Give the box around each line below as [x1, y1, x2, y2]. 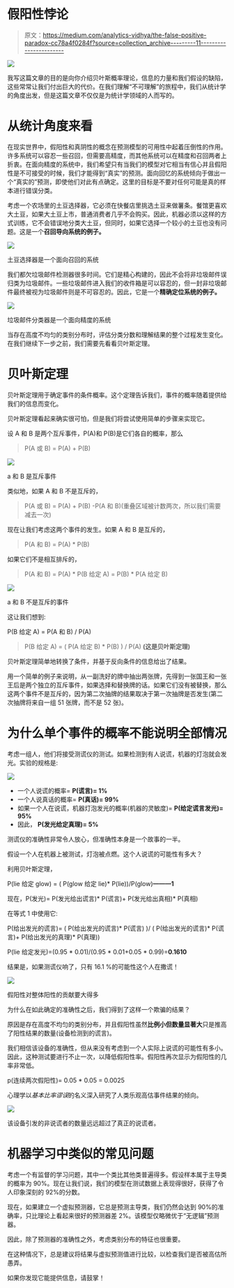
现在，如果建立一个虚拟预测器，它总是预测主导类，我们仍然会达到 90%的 [7, 1203, 218, 1211]
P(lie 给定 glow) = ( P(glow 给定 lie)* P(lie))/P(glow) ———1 [7, 879, 174, 888]
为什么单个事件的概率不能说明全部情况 [7, 725, 228, 741]
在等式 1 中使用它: [7, 909, 58, 918]
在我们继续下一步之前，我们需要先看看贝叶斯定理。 [7, 339, 154, 347]
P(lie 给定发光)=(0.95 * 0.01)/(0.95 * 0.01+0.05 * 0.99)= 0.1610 [7, 948, 187, 956]
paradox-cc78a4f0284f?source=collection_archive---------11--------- [24, 38, 226, 47]
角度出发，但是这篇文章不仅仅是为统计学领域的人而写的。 [13, 91, 178, 99]
